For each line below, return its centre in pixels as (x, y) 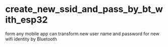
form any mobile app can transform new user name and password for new (82, 33)
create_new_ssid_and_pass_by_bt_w (84, 9)
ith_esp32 (26, 20)
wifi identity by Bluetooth (31, 39)
